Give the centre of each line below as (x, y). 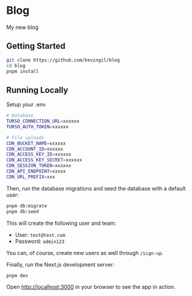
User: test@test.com (40, 235)
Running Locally (37, 90)
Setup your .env (26, 105)
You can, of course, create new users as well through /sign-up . (85, 253)
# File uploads (25, 137)
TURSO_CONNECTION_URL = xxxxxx (43, 121)
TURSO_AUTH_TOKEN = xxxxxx (37, 127)
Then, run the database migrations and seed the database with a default (96, 188)
